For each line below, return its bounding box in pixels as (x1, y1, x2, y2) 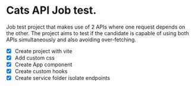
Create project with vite (14, 47, 73, 54)
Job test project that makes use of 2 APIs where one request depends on (6, 23, 185, 30)
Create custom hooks (14, 68, 68, 75)
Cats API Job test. (6, 4, 97, 17)
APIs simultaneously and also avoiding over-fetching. (6, 36, 137, 43)
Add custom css (14, 54, 55, 61)
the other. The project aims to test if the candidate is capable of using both (6, 29, 189, 36)
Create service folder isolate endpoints (14, 74, 111, 82)
